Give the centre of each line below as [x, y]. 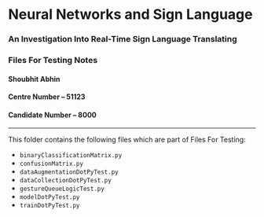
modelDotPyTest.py [49, 197]
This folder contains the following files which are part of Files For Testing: [127, 140]
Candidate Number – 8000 [52, 115]
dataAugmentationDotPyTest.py [69, 172]
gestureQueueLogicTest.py [62, 189]
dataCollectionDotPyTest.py [65, 181]
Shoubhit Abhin [34, 79]
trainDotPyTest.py [49, 206]
